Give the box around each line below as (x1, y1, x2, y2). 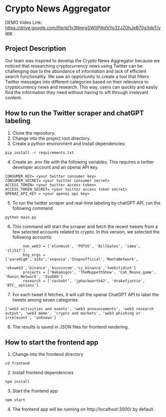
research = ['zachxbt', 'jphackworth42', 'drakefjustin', (23, 278, 145, 283)
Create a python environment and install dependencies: (12, 140, 126, 147)
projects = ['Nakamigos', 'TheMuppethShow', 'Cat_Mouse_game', (23, 269, 156, 275)
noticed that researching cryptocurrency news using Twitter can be (5, 63, 143, 69)
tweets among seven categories (12, 297, 78, 303)
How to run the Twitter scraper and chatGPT (5, 109, 144, 117)
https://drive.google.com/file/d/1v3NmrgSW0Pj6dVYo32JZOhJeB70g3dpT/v (5, 24, 161, 30)
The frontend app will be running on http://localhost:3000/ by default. (12, 406, 155, 413)
